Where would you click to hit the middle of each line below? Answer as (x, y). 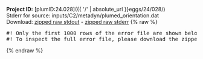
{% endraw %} (25, 50)
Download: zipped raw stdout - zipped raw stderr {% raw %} (82, 22)
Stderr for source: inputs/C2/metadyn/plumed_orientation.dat (82, 15)
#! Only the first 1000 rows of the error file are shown (94, 33)
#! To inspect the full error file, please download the (92, 39)
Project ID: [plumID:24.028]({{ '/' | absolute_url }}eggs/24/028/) (86, 9)
